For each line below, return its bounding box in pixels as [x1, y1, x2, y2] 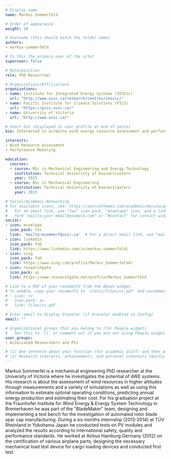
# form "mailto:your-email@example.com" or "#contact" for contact [5, 213, 156, 218]
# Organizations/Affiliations [5, 82, 70, 87]
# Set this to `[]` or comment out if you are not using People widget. [5, 330, 167, 336]
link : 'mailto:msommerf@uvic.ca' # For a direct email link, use [10, 232, 154, 237]
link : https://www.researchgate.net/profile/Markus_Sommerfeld [10, 274, 147, 280]
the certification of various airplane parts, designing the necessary [5, 438, 145, 444]
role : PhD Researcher [5, 72, 51, 78]
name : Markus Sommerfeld [5, 12, 58, 17]
